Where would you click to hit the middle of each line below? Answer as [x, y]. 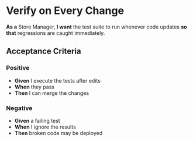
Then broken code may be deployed [58, 133]
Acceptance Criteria [44, 52]
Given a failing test [37, 120]
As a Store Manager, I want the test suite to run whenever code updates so [96, 27]
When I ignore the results [45, 127]
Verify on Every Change [65, 11]
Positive [18, 68]
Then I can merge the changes [52, 93]
